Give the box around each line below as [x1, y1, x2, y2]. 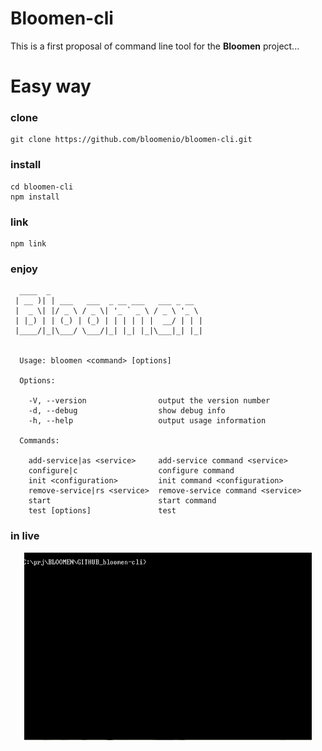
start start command [28, 496, 217, 506]
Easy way [10, 75, 92, 98]
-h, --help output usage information [28, 416, 267, 426]
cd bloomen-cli [10, 182, 74, 192]
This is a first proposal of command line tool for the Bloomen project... [10, 40, 300, 52]
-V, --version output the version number [28, 396, 271, 406]
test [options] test [28, 506, 177, 516]
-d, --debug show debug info [28, 406, 226, 416]
